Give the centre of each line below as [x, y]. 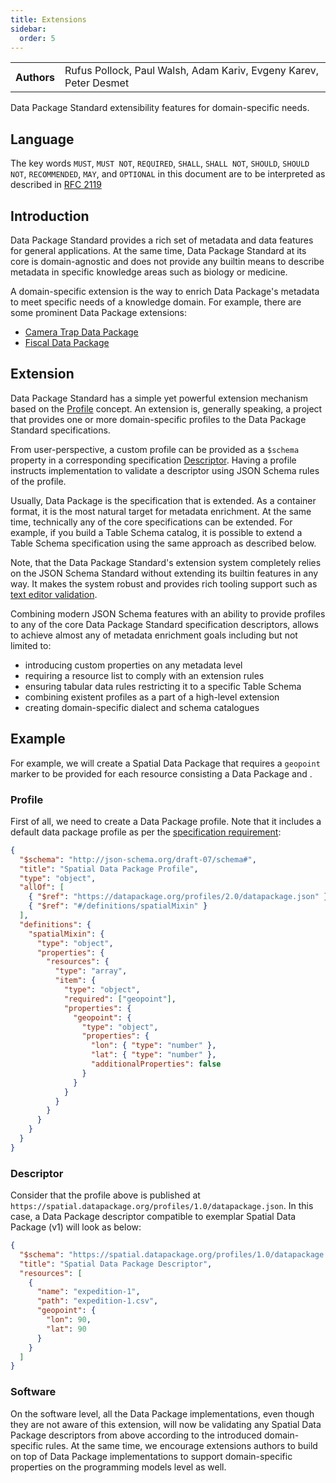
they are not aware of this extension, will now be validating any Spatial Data [166, 1424]
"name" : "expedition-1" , [88, 1292]
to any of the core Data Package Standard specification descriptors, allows [164, 624]
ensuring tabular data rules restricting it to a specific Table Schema [163, 686]
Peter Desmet [97, 83]
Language [42, 139]
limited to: [31, 645]
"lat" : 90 [66, 1329]
